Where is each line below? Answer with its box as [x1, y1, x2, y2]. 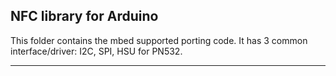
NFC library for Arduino [10, 8, 159, 25]
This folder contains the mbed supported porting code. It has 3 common [10, 34, 308, 46]
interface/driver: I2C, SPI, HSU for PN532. [10, 45, 183, 57]
